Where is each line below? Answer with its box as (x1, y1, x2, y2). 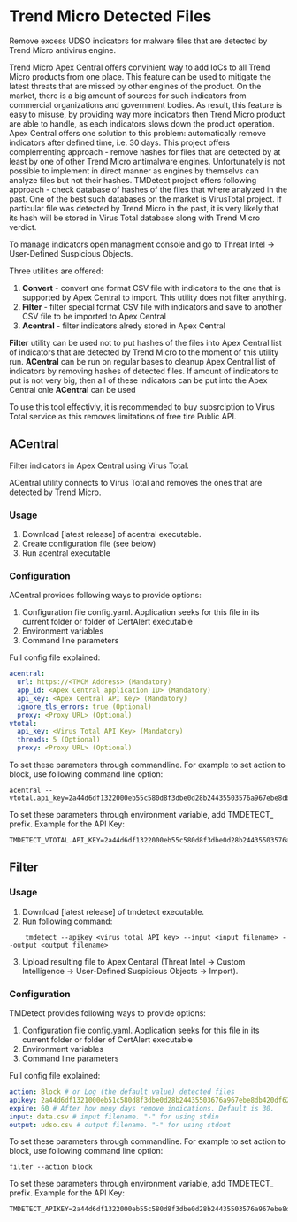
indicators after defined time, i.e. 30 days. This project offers (9, 137, 231, 148)
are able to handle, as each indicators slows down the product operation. (9, 118, 276, 129)
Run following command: (21, 916, 113, 926)
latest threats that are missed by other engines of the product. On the (9, 81, 262, 91)
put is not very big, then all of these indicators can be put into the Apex (9, 374, 268, 386)
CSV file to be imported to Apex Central (21, 311, 166, 321)
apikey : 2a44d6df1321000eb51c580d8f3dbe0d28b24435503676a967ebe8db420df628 (9, 1095, 294, 1104)
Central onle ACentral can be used (9, 384, 136, 395)
